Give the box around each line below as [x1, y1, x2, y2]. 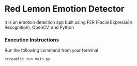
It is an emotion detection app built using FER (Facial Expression [4, 19, 133, 25]
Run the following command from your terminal [4, 47, 99, 53]
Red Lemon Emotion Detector [4, 3, 124, 14]
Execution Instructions [4, 36, 59, 43]
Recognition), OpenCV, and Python [4, 24, 74, 30]
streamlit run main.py [4, 57, 50, 62]
